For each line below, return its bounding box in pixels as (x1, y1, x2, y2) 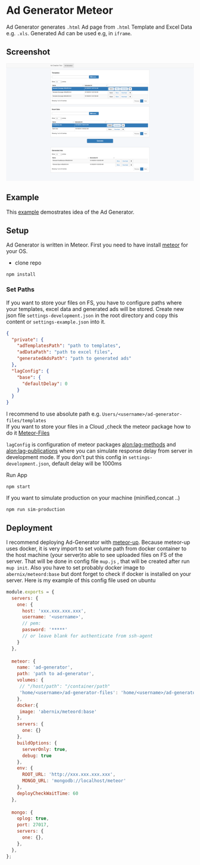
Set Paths (6, 285, 35, 294)
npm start (6, 484, 31, 490)
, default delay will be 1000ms (48, 460, 122, 467)
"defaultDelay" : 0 (21, 380, 68, 387)
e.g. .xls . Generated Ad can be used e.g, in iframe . (6, 29, 132, 36)
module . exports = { (6, 589, 55, 595)
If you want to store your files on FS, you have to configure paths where (6, 299, 182, 306)
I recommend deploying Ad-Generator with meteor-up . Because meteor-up (6, 538, 190, 546)
